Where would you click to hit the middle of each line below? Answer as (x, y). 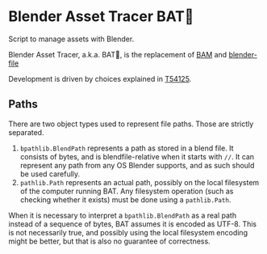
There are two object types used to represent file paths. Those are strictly (131, 124)
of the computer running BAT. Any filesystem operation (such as (127, 191)
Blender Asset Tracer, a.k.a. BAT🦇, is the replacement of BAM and (118, 54)
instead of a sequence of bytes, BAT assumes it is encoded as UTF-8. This (132, 224)
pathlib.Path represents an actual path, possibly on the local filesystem (140, 182)
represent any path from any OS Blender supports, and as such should (137, 165)
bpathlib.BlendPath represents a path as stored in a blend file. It (127, 148)
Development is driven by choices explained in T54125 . (100, 78)
